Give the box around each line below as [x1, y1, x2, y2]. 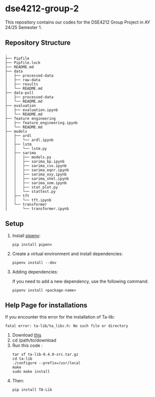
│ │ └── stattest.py [5, 189, 56, 194]
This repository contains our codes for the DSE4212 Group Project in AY [5, 19, 151, 25]
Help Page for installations [5, 301, 87, 309]
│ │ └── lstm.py [5, 146, 48, 151]
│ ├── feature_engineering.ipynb [5, 120, 78, 125]
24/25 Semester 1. [5, 24, 42, 30]
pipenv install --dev [12, 260, 56, 265]
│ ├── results [5, 81, 38, 86]
